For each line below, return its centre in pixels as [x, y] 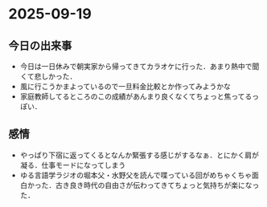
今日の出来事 [40, 45]
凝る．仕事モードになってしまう [73, 164]
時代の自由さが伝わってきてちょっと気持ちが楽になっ [171, 185]
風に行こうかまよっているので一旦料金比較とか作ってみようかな [125, 86]
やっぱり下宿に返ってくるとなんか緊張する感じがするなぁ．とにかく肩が [139, 155]
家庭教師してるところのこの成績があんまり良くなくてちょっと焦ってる [136, 96]
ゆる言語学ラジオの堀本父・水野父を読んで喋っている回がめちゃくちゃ [136, 175]
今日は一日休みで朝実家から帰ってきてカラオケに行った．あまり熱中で [136, 66]
